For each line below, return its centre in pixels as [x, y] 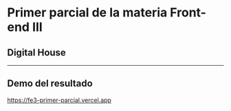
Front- [188, 13]
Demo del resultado [50, 84]
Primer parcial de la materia [87, 13]
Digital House [37, 52]
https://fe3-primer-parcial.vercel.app [59, 100]
